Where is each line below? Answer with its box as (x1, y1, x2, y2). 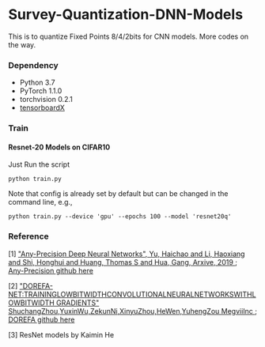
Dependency (8, 59, 59, 70)
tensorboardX (19, 103, 66, 112)
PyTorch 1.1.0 (19, 86, 62, 96)
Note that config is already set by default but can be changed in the (8, 189, 229, 198)
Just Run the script (8, 160, 70, 169)
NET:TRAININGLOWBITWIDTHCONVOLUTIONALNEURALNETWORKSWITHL (8, 289, 256, 299)
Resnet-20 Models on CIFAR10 (8, 142, 111, 152)
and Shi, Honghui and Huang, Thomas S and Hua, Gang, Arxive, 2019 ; (8, 257, 238, 266)
